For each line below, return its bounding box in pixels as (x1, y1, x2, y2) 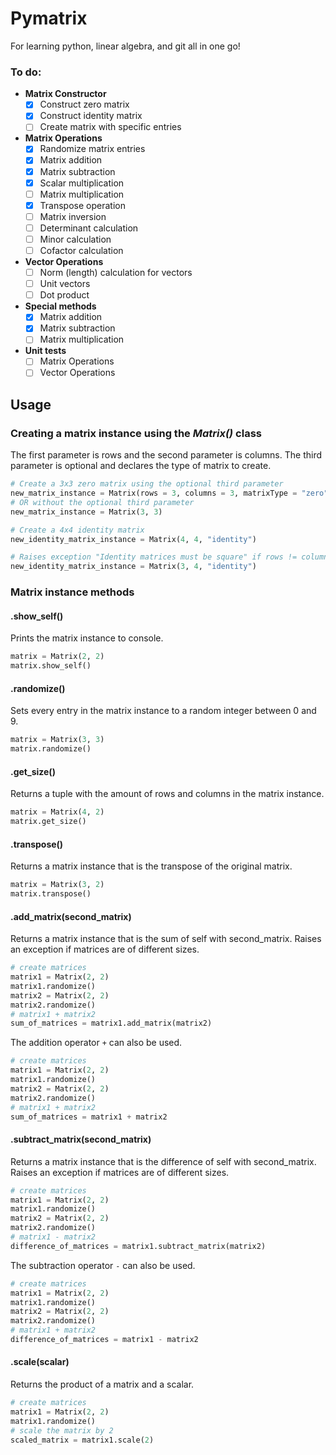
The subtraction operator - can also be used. (10, 1259, 196, 1271)
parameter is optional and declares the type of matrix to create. (10, 460, 272, 472)
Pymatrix (10, 7, 88, 30)
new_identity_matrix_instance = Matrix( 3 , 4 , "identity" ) (10, 562, 257, 572)
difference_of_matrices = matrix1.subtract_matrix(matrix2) (10, 1241, 267, 1251)
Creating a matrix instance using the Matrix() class (10, 426, 262, 440)
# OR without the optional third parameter (10, 497, 195, 507)
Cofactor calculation (39, 244, 124, 256)
